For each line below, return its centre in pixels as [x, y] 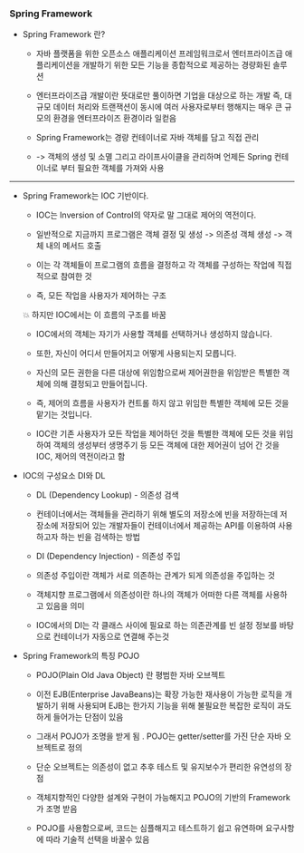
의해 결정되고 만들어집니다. [100, 384]
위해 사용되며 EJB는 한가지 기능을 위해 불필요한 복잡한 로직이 [168, 706]
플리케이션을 [58, 65]
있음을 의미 [65, 606]
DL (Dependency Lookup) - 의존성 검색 [107, 495]
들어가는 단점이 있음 [88, 717]
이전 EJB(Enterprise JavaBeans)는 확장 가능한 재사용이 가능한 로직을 [159, 694]
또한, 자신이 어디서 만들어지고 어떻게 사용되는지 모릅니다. [136, 354]
